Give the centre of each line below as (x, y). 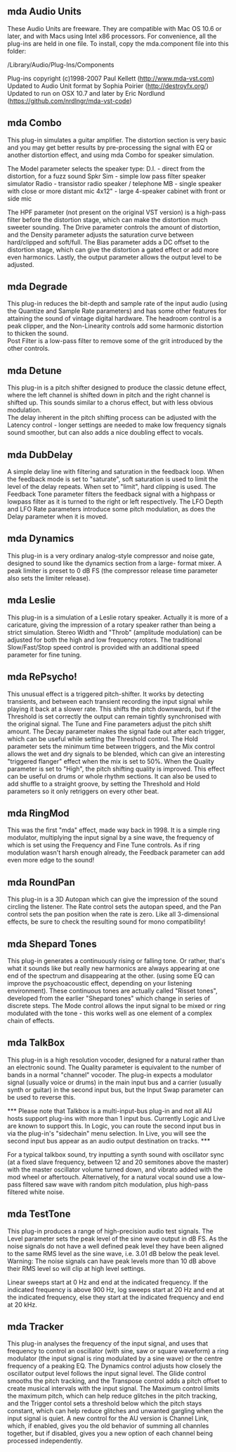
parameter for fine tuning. (45, 654)
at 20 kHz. (22, 1304)
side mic (20, 198)
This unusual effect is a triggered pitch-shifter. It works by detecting (106, 694)
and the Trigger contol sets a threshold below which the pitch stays (105, 1403)
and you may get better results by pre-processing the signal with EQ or (110, 147)
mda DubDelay (40, 455)
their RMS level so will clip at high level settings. (77, 1268)
